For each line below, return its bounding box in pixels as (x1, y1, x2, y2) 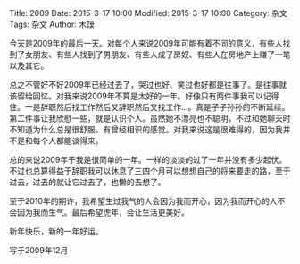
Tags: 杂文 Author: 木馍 (9, 19, 96, 30)
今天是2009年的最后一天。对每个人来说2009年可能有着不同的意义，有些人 (9, 38, 283, 48)
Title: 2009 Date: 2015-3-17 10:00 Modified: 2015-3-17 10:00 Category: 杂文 (9, 8, 288, 18)
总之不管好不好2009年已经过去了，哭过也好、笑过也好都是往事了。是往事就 (9, 80, 287, 89)
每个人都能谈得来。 (32, 135, 104, 146)
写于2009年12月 (9, 245, 69, 255)
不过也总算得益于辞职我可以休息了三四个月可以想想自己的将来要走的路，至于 (9, 166, 291, 176)
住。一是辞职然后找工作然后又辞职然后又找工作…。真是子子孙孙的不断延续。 (9, 102, 290, 112)
